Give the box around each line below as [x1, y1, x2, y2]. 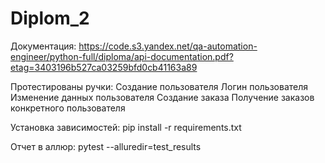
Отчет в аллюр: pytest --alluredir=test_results [10, 140, 202, 152]
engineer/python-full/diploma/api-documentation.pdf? [10, 50, 234, 62]
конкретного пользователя [10, 102, 126, 114]
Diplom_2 [10, 7, 90, 30]
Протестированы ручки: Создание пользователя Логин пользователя [10, 80, 309, 92]
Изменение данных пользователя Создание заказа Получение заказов [10, 91, 315, 103]
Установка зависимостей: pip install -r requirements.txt [10, 121, 242, 133]
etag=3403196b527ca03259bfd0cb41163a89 [10, 61, 198, 73]
